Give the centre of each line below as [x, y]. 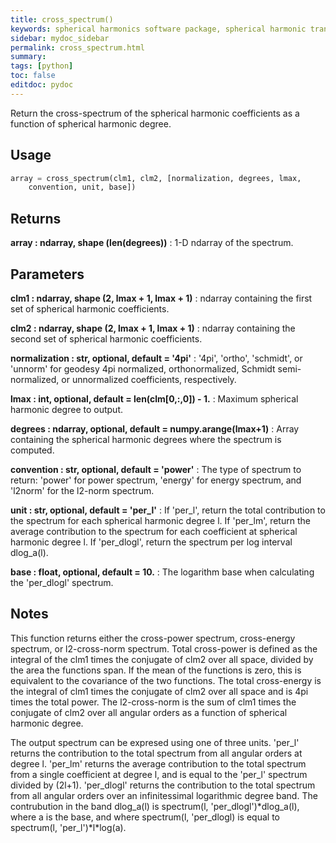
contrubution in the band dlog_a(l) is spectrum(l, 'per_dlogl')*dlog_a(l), [155, 806]
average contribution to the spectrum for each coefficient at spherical [154, 531]
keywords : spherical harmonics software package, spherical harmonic [158, 29]
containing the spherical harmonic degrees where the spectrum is [146, 439]
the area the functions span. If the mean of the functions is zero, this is [156, 670]
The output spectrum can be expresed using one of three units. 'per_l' [155, 742]
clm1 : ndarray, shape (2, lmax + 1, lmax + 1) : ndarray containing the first [161, 298]
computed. [32, 450]
